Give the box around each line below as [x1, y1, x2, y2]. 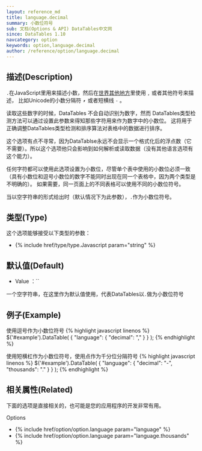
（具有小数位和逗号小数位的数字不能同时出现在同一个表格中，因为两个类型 [6, 172, 191, 180]
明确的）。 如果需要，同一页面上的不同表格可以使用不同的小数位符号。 [11, 180, 185, 188]
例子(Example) [6, 310, 61, 320]
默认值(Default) [6, 260, 64, 271]
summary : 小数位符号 [6, 20, 53, 26]
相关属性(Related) [6, 385, 73, 395]
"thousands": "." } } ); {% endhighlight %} [6, 366, 108, 373]
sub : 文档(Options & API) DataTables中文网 [6, 25, 112, 32]
